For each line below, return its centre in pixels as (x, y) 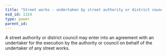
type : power (17, 19)
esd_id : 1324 (19, 14)
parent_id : (16, 24)
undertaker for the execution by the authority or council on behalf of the (79, 43)
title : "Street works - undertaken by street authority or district (78, 10)
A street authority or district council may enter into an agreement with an (80, 38)
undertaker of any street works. (38, 48)
